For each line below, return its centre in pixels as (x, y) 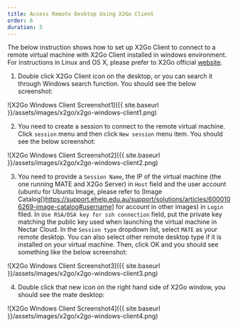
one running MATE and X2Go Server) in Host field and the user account (122, 184)
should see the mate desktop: (61, 295)
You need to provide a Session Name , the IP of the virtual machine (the (119, 177)
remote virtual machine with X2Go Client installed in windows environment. (117, 55)
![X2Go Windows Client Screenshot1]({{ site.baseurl (83, 105)
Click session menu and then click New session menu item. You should (120, 134)
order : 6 (20, 21)
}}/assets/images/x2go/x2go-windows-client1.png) (82, 113)
